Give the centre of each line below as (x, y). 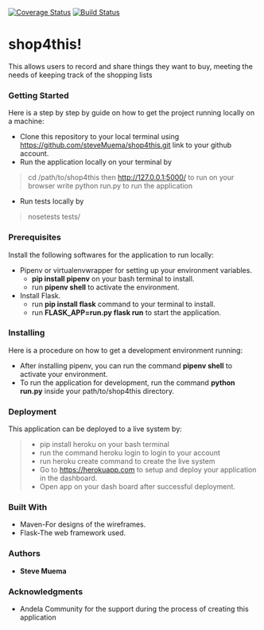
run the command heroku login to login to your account (130, 453)
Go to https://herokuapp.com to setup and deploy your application (148, 470)
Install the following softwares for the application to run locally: (111, 255)
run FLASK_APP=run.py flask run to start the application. (126, 312)
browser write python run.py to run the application (110, 186)
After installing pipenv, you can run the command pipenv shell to (126, 365)
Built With (28, 507)
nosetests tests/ (54, 217)
